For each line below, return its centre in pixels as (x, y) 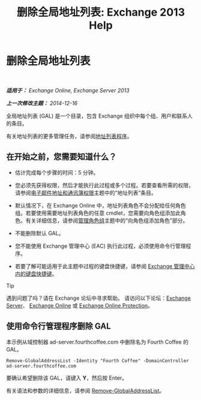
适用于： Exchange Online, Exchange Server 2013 (68, 90)
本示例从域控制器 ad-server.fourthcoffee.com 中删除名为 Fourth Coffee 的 (97, 342)
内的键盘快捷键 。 (36, 273)
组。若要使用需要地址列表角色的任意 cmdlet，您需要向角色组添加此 (98, 213)
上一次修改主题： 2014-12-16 (42, 103)
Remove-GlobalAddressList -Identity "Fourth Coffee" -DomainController (97, 360)
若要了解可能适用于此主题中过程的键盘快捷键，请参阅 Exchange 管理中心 (105, 266)
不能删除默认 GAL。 (39, 233)
